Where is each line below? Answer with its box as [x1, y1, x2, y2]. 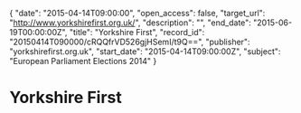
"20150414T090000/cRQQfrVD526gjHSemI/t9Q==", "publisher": [9, 36, 250, 47]
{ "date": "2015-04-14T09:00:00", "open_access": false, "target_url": [9, 8, 266, 18]
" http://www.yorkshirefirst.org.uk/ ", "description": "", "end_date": [9, 17, 251, 28]
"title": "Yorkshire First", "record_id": [69, 27, 205, 37]
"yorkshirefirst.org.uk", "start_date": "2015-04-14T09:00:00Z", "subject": [9, 46, 281, 57]
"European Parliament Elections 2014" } [9, 56, 157, 66]
